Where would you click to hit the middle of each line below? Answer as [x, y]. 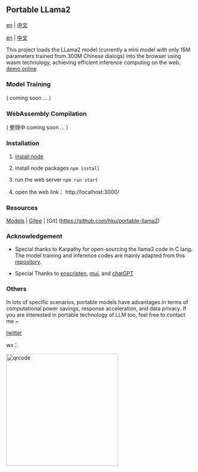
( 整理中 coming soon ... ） [39, 127]
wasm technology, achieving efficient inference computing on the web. [93, 62]
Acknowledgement [34, 236]
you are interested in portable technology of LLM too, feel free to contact [96, 315]
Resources [22, 207]
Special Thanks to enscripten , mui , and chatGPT [74, 274]
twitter [14, 332]
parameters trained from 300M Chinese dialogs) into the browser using [94, 56]
